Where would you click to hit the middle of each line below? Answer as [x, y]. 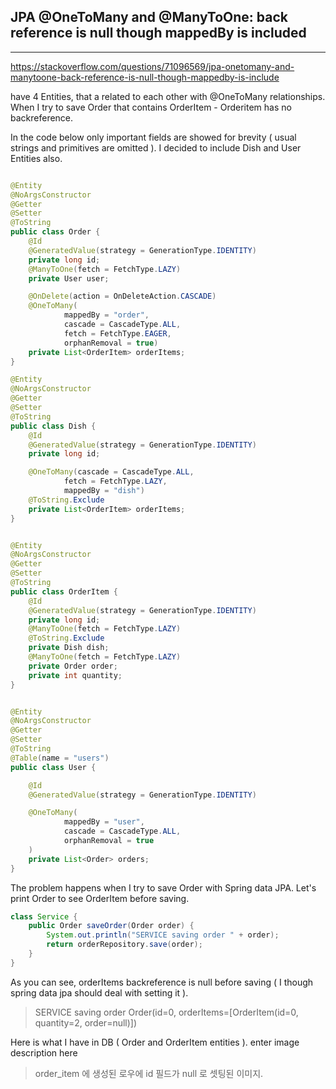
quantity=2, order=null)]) [86, 1022]
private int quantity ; [75, 675]
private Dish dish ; [69, 648]
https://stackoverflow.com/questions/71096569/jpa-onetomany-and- [152, 66]
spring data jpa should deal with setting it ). [99, 992]
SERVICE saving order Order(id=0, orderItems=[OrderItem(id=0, [166, 1012]
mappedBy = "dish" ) [104, 491]
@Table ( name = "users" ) [60, 758]
